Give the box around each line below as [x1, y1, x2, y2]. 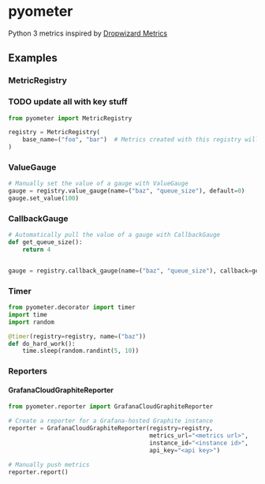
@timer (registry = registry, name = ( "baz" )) [8, 332, 147, 340]
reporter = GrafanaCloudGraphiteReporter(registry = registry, [8, 425, 214, 433]
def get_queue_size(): [8, 238, 83, 246]
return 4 [22, 246, 51, 254]
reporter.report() [8, 468, 69, 476]
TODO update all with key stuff [8, 96, 128, 107]
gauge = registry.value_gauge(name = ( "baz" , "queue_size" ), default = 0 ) [8, 187, 245, 195]
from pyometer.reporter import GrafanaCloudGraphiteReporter [8, 403, 214, 411]
